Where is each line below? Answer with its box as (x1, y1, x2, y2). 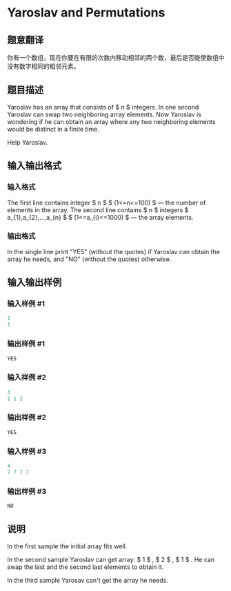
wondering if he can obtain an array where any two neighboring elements (7, 117, 216, 125)
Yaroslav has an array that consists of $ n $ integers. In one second (7, 103, 199, 111)
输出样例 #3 (7, 486, 47, 496)
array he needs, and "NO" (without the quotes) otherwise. (7, 255, 172, 263)
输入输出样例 (7, 277, 62, 289)
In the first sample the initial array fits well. (7, 542, 128, 550)
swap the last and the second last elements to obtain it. (7, 563, 164, 571)
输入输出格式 (7, 160, 62, 172)
